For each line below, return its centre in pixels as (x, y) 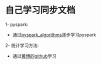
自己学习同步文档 (40, 10)
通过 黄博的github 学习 (34, 56)
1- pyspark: (17, 24)
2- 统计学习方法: (22, 45)
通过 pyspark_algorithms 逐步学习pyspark (54, 34)
